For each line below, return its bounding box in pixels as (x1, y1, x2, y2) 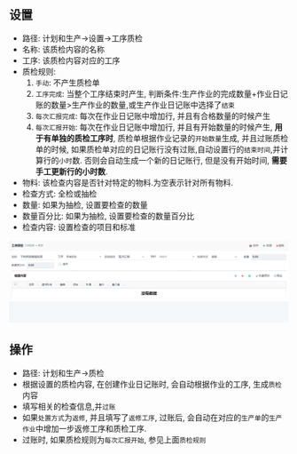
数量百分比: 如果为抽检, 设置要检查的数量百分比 (21, 211, 195, 221)
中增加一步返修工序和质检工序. (35, 423, 147, 434)
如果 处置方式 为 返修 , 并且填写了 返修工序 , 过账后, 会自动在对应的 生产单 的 (21, 411, 270, 423)
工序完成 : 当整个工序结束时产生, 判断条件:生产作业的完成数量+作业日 (35, 88, 281, 99)
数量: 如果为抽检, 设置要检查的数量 (21, 199, 148, 210)
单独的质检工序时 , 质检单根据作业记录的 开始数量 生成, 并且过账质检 (51, 132, 289, 143)
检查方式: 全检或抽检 (21, 188, 98, 199)
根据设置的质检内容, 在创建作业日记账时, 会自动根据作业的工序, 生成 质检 (21, 378, 282, 389)
